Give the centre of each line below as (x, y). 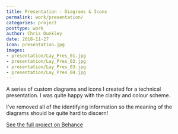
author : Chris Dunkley (34, 34)
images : (16, 50)
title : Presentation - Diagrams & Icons (57, 12)
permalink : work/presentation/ (45, 17)
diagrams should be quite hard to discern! (57, 113)
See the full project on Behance (44, 125)
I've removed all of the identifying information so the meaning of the (89, 107)
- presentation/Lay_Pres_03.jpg (46, 67)
